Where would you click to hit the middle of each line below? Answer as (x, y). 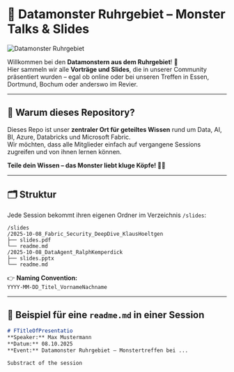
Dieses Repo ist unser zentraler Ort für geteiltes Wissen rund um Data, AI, (115, 129)
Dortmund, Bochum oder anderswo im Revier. (72, 84)
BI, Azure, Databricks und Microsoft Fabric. (69, 137)
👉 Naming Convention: (42, 278)
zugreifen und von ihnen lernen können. (64, 151)
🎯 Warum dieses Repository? (71, 113)
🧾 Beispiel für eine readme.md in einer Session (106, 314)
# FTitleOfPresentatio (40, 331)
